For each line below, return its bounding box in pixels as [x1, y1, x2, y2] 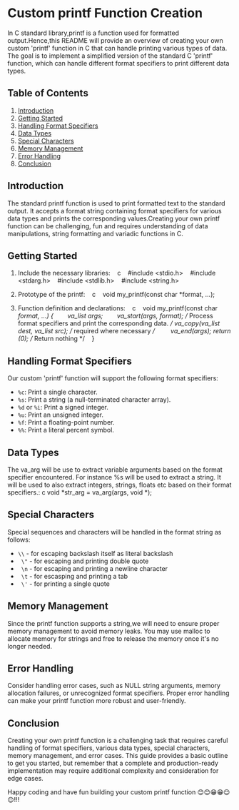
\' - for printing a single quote [21, 579, 111, 588]
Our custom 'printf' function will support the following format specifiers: [7, 374, 219, 383]
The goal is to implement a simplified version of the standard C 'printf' [7, 51, 213, 60]
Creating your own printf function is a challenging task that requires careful [7, 736, 228, 745]
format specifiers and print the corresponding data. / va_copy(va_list [17, 319, 220, 328]
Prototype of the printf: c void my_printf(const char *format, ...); [17, 290, 215, 299]
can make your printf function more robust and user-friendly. [7, 697, 186, 705]
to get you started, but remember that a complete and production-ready [7, 759, 219, 768]
